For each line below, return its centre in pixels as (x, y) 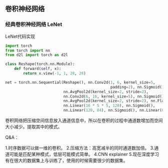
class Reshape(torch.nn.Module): (40, 64)
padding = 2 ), (123, 87)
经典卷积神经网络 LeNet (34, 24)
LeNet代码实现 (20, 36)
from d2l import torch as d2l (37, 55)
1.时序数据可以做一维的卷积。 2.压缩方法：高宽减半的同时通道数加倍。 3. (80, 148)
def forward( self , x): (38, 69)
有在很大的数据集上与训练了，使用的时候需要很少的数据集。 (66, 160)
